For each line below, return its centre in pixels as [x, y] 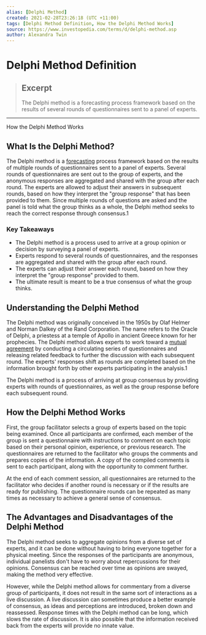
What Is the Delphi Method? [60, 146]
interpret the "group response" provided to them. [77, 275]
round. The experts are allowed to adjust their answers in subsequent [94, 187]
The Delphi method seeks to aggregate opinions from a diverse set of [94, 542]
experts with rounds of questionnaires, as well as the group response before [103, 387]
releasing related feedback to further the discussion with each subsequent [101, 355]
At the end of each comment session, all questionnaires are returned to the [101, 478]
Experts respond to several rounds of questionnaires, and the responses [106, 256]
